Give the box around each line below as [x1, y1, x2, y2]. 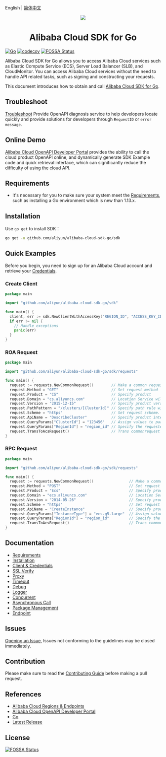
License [5, 733, 30, 742]
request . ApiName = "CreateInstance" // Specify [9, 506, 152, 512]
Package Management [12, 605, 58, 611]
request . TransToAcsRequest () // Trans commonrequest [9, 429, 161, 434]
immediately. [5, 643, 31, 649]
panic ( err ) [14, 328, 37, 333]
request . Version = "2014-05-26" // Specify [9, 497, 152, 502]
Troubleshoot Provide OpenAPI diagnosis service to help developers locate [5, 111, 158, 117]
